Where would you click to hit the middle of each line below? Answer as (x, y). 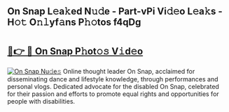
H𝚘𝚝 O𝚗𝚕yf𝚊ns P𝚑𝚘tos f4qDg (74, 23)
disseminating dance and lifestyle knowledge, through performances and (113, 79)
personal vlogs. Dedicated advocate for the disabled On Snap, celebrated (113, 87)
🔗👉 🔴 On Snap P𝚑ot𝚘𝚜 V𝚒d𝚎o (75, 51)
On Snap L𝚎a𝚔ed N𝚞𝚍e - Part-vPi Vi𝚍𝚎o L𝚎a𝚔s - (115, 11)
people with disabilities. (41, 101)
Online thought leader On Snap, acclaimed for (129, 71)
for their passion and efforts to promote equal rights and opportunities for (113, 94)
